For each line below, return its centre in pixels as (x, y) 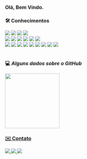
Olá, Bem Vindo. (24, 7)
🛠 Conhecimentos (27, 20)
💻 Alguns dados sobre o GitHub (43, 63)
